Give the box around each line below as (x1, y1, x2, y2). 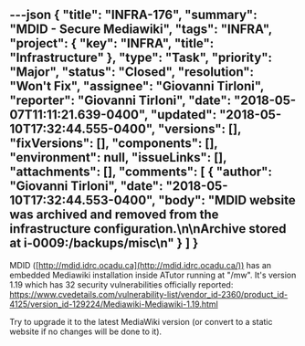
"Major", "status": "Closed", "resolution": (9, 64, 254, 80)
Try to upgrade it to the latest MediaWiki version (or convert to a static (9, 316, 273, 327)
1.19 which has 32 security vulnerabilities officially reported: (9, 278, 234, 290)
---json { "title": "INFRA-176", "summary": (9, 7, 258, 23)
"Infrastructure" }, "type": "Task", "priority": (9, 50, 272, 66)
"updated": (150, 107, 217, 122)
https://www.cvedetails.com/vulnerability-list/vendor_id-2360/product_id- (9, 288, 289, 299)
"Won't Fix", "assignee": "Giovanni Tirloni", (9, 79, 265, 94)
